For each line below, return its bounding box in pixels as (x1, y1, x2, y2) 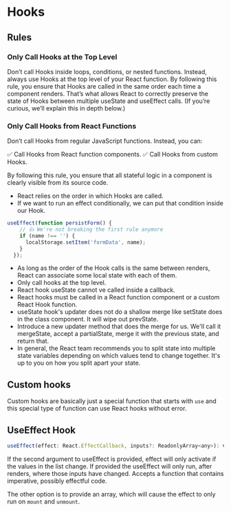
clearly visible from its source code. (7, 179, 109, 187)
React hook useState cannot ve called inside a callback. (16, 286, 175, 294)
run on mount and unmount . (7, 497, 80, 506)
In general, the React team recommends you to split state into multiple (16, 344, 216, 352)
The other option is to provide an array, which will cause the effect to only (7, 490, 216, 498)
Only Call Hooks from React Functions (7, 121, 137, 130)
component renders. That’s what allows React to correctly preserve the (7, 89, 208, 98)
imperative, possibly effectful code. (7, 477, 108, 485)
